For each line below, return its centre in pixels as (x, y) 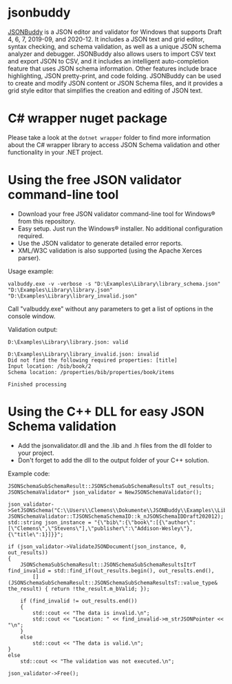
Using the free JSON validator (95, 180)
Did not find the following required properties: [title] (93, 360)
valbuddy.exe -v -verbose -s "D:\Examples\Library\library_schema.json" (114, 284)
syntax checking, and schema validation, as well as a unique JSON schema (115, 46)
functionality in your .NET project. (55, 152)
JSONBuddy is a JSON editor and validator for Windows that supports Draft (115, 32)
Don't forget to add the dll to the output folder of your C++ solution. (113, 460)
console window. (32, 316)
